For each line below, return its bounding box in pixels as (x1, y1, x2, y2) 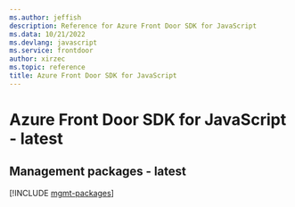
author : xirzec (9, 54, 66, 63)
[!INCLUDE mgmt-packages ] (9, 187, 114, 198)
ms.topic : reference (9, 63, 86, 72)
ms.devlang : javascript (9, 37, 98, 47)
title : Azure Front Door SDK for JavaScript (9, 71, 177, 80)
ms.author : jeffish (9, 12, 82, 22)
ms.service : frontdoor (9, 46, 94, 55)
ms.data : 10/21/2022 (9, 29, 86, 38)
